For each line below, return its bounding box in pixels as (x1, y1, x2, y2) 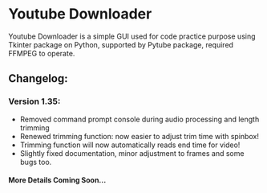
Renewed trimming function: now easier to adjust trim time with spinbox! (19, 131, 259, 141)
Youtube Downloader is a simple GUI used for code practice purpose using (8, 31, 256, 41)
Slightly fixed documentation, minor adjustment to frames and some (19, 148, 245, 158)
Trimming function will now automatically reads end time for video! (19, 140, 241, 150)
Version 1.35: (8, 96, 61, 107)
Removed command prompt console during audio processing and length (19, 114, 260, 124)
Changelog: (8, 72, 68, 85)
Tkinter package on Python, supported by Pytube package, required (8, 39, 234, 49)
